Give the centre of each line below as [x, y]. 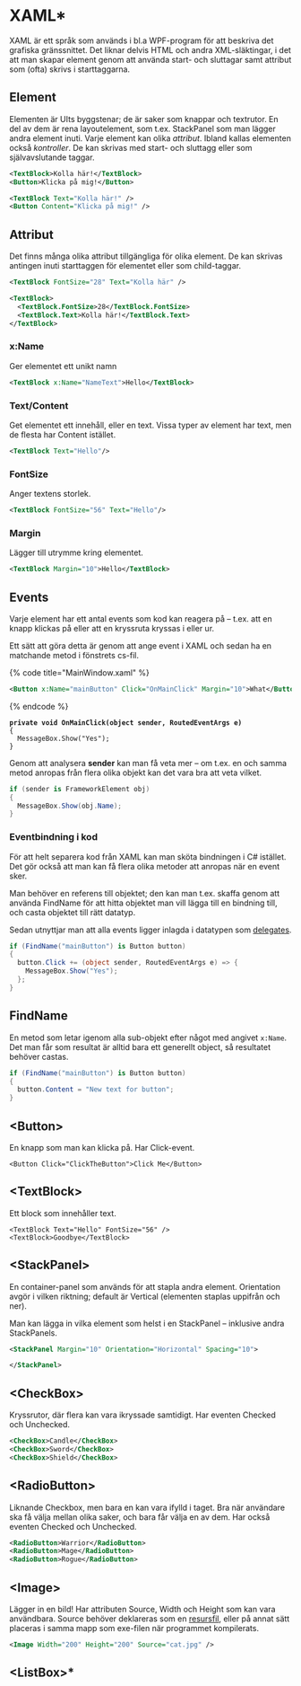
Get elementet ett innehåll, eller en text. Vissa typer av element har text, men [150, 425]
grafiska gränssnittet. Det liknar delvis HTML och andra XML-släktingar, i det [150, 49]
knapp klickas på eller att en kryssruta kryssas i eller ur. [112, 628]
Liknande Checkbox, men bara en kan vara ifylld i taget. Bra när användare [147, 1507]
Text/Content [39, 405]
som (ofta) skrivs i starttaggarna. [70, 69]
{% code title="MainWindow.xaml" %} [80, 672]
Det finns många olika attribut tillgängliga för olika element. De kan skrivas [146, 256]
